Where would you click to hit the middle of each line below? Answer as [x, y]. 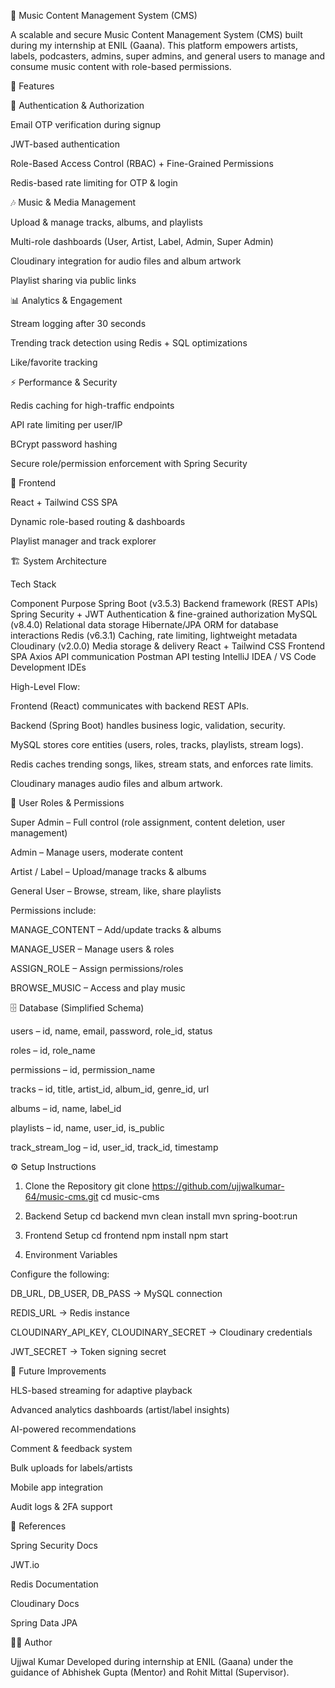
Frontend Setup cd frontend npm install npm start [126, 1235]
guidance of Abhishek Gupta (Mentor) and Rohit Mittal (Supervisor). [150, 1672]
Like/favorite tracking [54, 362]
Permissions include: [53, 910]
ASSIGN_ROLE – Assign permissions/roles [97, 968]
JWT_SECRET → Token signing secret [88, 1351]
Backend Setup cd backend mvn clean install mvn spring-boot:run [161, 1216]
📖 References [38, 1526]
